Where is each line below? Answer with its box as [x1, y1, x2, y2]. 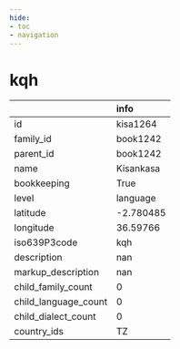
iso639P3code [14, 236, 78, 249]
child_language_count [14, 295, 107, 308]
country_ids [14, 325, 64, 338]
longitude [14, 221, 55, 234]
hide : [9, 13, 30, 23]
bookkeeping [14, 177, 70, 190]
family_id [14, 133, 52, 146]
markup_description [14, 266, 100, 279]
